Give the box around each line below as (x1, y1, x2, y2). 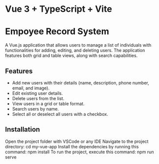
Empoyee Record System (5, 26, 109, 37)
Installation (5, 125, 40, 134)
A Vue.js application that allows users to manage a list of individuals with (5, 42, 152, 48)
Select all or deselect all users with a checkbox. (12, 111, 109, 117)
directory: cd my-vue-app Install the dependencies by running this (5, 143, 139, 149)
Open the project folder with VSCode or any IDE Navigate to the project (5, 138, 149, 144)
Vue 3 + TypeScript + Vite (5, 3, 113, 15)
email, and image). (12, 85, 50, 91)
